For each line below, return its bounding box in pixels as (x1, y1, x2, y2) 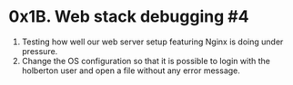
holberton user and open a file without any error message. (21, 65, 240, 76)
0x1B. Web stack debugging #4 (8, 6, 249, 27)
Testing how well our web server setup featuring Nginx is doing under (21, 36, 284, 47)
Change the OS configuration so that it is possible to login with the (21, 55, 270, 66)
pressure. (21, 45, 58, 56)
